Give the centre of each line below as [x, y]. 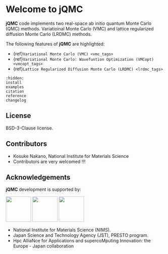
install [14, 82]
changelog [16, 100]
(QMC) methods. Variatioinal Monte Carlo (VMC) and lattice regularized [80, 28]
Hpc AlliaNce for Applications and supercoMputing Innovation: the [82, 241]
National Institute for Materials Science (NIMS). [62, 230]
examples [15, 87]
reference [16, 96]
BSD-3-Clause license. [30, 128]
